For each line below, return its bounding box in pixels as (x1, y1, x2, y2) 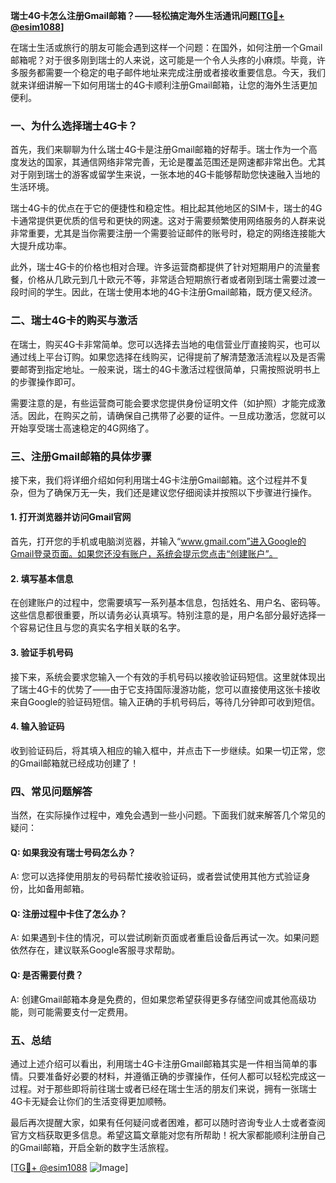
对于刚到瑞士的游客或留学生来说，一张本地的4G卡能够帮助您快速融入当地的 (10, 169, 321, 181)
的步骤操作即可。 (10, 375, 81, 388)
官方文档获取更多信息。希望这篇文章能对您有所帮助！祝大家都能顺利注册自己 (10, 1129, 326, 1141)
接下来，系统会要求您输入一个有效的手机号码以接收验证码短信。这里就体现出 (10, 670, 326, 683)
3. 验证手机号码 (10, 646, 74, 658)
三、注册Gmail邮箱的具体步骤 (10, 449, 152, 463)
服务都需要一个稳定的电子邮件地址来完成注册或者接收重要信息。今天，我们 (18, 67, 326, 78)
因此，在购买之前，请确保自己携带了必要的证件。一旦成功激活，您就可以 (27, 409, 326, 421)
